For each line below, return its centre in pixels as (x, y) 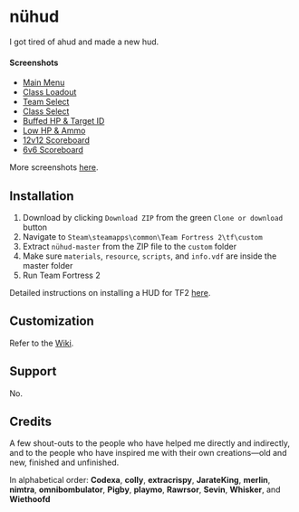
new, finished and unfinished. (64, 462)
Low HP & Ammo (54, 131)
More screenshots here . (54, 167)
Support (33, 371)
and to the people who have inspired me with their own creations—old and (148, 453)
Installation (42, 196)
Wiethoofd (30, 499)
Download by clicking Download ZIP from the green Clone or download (153, 217)
